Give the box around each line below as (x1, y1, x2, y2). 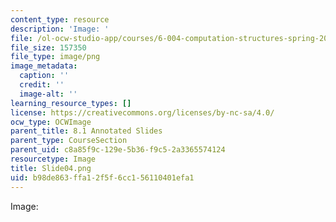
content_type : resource (10, 14, 110, 25)
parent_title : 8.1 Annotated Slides (10, 126, 163, 136)
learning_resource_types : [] (10, 98, 132, 108)
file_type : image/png (10, 52, 101, 62)
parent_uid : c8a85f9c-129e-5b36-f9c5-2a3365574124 (10, 145, 226, 155)
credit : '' (19, 80, 65, 90)
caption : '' (19, 71, 70, 81)
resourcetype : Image (10, 154, 97, 164)
